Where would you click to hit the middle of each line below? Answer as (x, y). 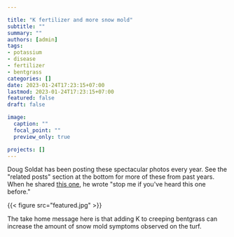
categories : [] (29, 79)
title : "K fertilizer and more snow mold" (70, 20)
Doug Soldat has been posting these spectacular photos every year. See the (117, 170)
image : (17, 117)
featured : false (31, 98)
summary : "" (25, 33)
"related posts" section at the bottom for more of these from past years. (111, 177)
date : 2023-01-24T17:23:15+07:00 (56, 85)
